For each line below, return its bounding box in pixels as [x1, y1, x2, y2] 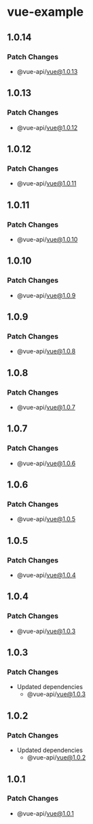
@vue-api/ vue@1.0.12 [16, 123, 78, 132]
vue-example [7, 4, 84, 20]
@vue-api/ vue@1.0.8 [16, 347, 76, 355]
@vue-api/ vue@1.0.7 [16, 403, 76, 411]
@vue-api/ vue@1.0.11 [16, 179, 77, 188]
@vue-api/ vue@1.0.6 [16, 459, 76, 467]
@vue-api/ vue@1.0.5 [16, 515, 76, 523]
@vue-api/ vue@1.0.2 [26, 753, 86, 762]
